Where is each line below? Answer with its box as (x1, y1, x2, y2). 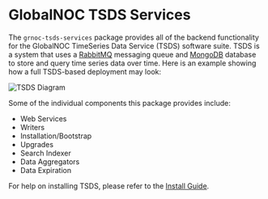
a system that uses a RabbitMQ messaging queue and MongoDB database (8, 49, 257, 59)
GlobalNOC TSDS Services (8, 6, 191, 24)
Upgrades (19, 139, 54, 149)
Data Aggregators (19, 156, 80, 167)
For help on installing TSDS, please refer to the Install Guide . (8, 180, 210, 191)
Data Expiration (19, 165, 71, 175)
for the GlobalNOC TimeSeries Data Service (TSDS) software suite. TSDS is (8, 40, 261, 50)
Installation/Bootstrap (19, 131, 92, 141)
